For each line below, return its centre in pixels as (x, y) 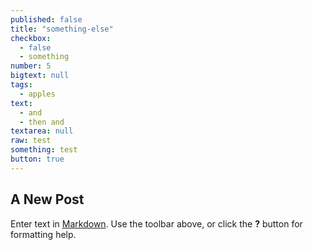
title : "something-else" (62, 29)
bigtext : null (40, 76)
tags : (21, 85)
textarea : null (42, 131)
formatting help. (43, 234)
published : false (46, 19)
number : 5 (31, 66)
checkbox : (31, 38)
